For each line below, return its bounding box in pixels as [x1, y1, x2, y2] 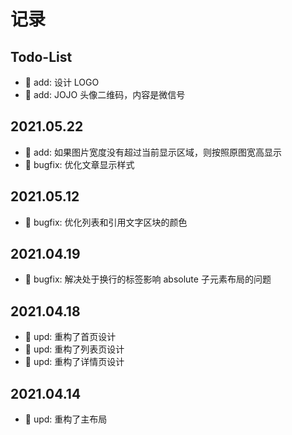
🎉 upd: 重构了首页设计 [24, 331, 117, 343]
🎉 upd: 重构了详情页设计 [24, 356, 125, 368]
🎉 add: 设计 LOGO [24, 76, 100, 88]
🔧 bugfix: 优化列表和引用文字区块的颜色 [24, 216, 188, 228]
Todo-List [10, 48, 73, 65]
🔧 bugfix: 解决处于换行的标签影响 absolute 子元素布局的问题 [24, 273, 272, 285]
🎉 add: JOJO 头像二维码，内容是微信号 [24, 89, 186, 100]
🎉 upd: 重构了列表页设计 [24, 343, 125, 355]
